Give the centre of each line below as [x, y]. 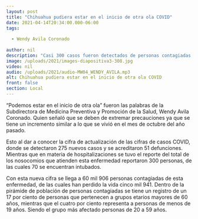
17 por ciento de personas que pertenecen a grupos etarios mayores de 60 [97, 197]
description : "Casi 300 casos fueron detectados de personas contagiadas [99, 55]
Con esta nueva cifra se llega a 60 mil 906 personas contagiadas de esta [95, 178]
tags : [13, 28]
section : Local [25, 89]
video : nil [19, 66]
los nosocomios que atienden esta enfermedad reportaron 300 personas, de [99, 161]
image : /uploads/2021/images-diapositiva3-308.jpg [70, 61]
